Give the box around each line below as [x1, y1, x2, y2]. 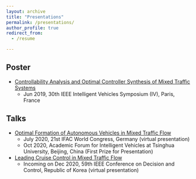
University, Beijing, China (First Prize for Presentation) [23, 147, 153, 155]
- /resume [11, 36, 35, 42]
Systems [14, 84, 36, 91]
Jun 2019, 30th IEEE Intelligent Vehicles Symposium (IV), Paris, [23, 90, 175, 97]
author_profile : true [6, 25, 59, 31]
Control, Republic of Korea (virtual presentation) [23, 166, 139, 173]
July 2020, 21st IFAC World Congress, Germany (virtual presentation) [23, 135, 190, 142]
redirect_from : [6, 30, 43, 36]
